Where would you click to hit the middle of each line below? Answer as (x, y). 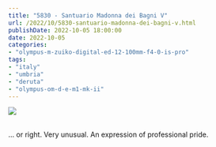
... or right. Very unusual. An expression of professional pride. (108, 134)
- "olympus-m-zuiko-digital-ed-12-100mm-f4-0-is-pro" (99, 52)
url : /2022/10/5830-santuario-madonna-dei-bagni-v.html (102, 23)
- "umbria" (26, 74)
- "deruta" (26, 81)
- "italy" (25, 67)
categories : (28, 45)
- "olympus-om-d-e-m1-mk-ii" (56, 89)
